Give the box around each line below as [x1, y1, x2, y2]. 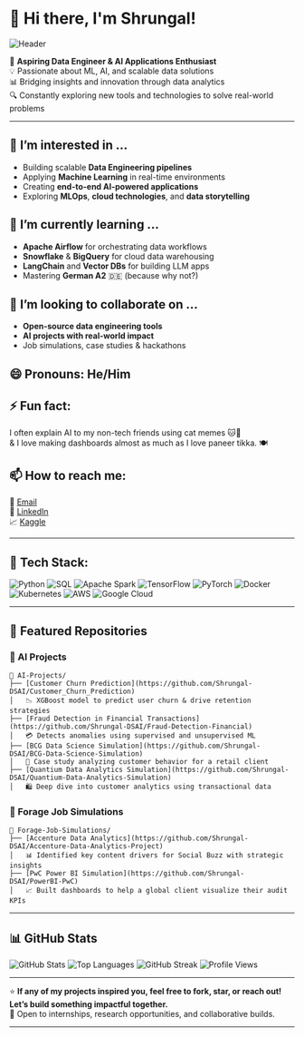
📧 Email [9, 496, 38, 507]
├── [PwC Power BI [9, 869, 79, 878]
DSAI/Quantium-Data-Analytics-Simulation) [9, 773, 172, 782]
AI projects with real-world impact [22, 330, 155, 341]
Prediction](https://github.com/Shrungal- [90, 679, 253, 688]
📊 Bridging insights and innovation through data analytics [9, 76, 225, 87]
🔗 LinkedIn [9, 506, 49, 517]
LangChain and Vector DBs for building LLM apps [22, 260, 210, 271]
